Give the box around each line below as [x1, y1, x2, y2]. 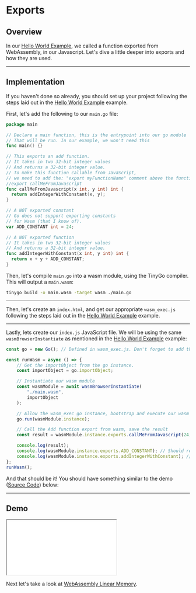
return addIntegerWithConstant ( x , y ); [11, 191, 106, 198]
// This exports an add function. [6, 153, 90, 160]
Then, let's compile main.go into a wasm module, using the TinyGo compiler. [6, 272, 189, 279]
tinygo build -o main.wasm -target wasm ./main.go [6, 289, 132, 295]
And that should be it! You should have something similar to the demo [6, 475, 173, 482]
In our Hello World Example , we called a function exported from [6, 42, 159, 49]
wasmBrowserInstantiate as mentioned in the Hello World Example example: [6, 335, 187, 342]
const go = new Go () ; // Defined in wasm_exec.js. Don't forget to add [6, 346, 184, 352]
